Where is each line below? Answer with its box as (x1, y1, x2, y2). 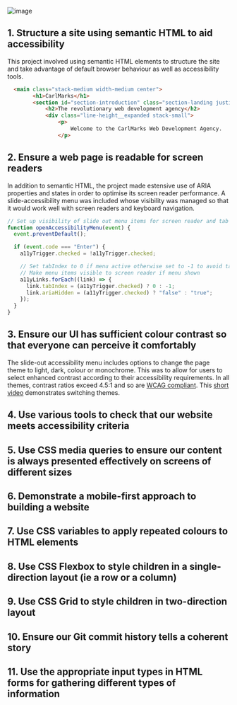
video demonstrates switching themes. (7, 388, 121, 396)
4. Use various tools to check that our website (7, 409, 213, 421)
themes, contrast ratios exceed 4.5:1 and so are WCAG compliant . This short (7, 381, 229, 389)
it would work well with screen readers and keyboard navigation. (7, 204, 195, 212)
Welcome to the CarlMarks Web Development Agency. (70, 125, 222, 132)
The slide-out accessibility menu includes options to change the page (7, 358, 210, 367)
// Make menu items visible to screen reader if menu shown (20, 269, 200, 276)
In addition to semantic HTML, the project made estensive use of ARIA (7, 181, 212, 190)
